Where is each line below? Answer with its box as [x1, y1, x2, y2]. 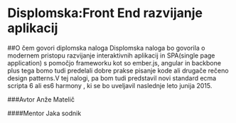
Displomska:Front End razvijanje [7, 5, 203, 21]
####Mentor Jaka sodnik [7, 109, 82, 117]
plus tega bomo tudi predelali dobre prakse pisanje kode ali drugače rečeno [7, 66, 229, 75]
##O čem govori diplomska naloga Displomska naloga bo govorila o [7, 43, 205, 52]
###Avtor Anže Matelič [7, 95, 75, 104]
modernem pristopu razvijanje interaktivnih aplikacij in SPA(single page [7, 51, 215, 60]
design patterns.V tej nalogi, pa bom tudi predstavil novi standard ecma [7, 73, 217, 82]
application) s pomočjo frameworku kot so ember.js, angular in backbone [7, 58, 222, 67]
